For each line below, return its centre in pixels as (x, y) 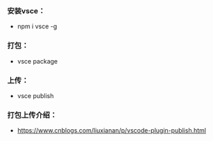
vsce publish (35, 95)
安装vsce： (26, 10)
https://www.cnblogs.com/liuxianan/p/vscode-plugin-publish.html (112, 131)
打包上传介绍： (32, 115)
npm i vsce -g (37, 26)
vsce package (37, 61)
